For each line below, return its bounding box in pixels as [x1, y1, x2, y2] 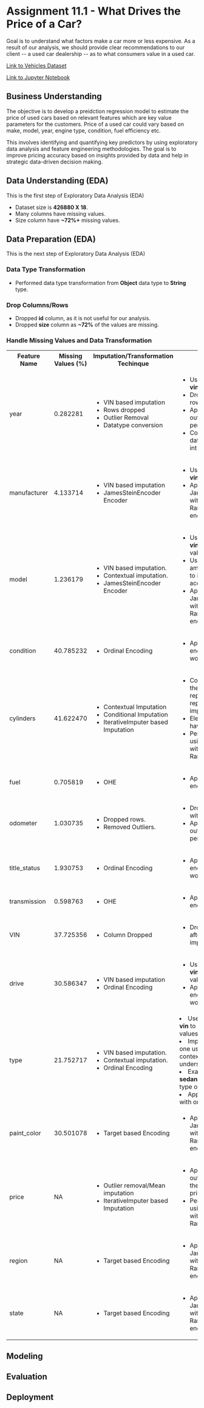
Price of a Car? [6, 17, 82, 31]
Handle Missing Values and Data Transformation [6, 336, 152, 345]
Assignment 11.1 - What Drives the [6, 4, 181, 18]
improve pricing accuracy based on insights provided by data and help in [6, 151, 189, 159]
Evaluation [6, 1372, 47, 1382]
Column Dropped [103, 931, 152, 939]
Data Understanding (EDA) [6, 176, 109, 186]
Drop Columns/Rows [6, 301, 69, 309]
